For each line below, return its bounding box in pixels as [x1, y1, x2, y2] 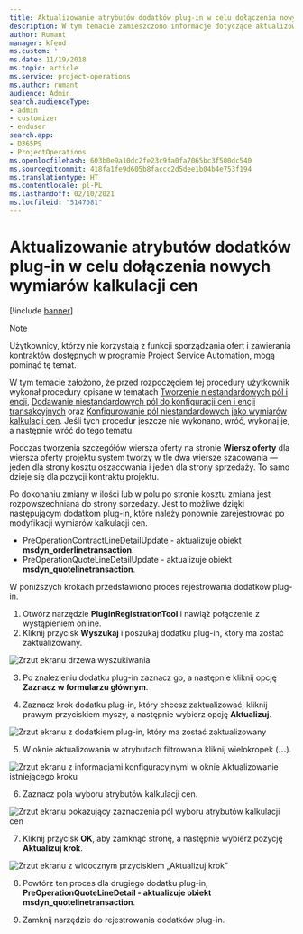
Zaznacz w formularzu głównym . [22, 681, 149, 692]
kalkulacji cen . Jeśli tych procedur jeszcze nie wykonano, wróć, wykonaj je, [9, 415, 290, 425]
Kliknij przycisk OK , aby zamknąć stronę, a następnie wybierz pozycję [22, 833, 283, 844]
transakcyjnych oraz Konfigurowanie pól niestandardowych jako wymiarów [9, 406, 288, 416]
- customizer [9, 114, 59, 123]
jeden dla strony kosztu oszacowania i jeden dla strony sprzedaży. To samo [9, 462, 290, 472]
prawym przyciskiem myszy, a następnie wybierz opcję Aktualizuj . [22, 708, 272, 719]
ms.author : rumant [9, 80, 78, 89]
